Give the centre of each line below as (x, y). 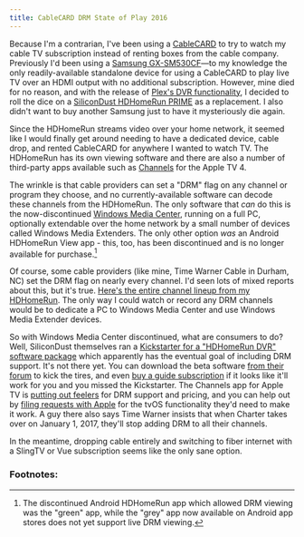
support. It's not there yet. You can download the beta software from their (147, 366)
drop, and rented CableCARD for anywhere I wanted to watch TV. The (139, 148)
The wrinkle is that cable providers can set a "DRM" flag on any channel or (148, 185)
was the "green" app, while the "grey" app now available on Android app (158, 513)
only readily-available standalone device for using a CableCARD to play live (149, 73)
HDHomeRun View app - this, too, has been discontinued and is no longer (147, 242)
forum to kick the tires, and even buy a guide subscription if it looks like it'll (149, 376)
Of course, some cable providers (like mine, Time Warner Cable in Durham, (149, 271)
